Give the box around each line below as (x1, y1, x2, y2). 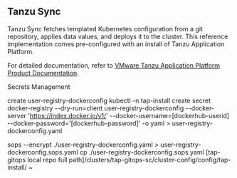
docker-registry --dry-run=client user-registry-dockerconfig (7, 103, 184, 112)
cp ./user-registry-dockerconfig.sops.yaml (79, 147, 204, 156)
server (7, 111, 27, 120)
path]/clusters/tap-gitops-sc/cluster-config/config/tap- (68, 155, 231, 164)
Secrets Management (7, 82, 70, 91)
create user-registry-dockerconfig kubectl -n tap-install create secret (7, 96, 211, 105)
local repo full (27, 155, 68, 164)
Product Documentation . (7, 68, 80, 77)
